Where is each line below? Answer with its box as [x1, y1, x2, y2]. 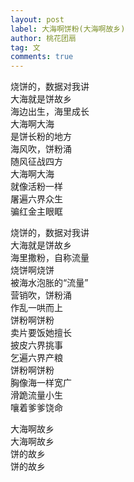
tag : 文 [10, 42, 41, 53]
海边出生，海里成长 [10, 106, 90, 118]
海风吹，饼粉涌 [10, 143, 72, 155]
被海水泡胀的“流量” [10, 277, 89, 289]
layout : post [10, 14, 65, 25]
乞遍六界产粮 [10, 352, 63, 364]
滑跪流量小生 [10, 389, 63, 401]
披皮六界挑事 [10, 339, 63, 351]
